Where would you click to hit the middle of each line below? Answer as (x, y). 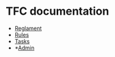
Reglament (28, 28)
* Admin (24, 48)
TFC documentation (57, 11)
